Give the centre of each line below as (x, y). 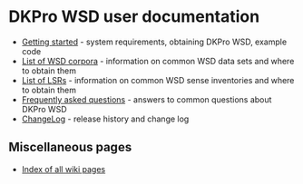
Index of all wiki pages (64, 169)
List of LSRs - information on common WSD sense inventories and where (158, 80)
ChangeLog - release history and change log (105, 119)
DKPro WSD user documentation (134, 17)
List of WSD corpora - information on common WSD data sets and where (158, 61)
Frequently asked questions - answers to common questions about (147, 99)
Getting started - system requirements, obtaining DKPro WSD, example (154, 42)
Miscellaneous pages (70, 147)
